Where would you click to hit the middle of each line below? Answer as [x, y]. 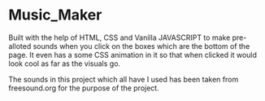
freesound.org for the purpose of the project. [84, 88]
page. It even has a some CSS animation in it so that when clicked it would [133, 55]
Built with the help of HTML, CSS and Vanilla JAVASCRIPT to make [119, 37]
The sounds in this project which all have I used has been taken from [124, 79]
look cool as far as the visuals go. [64, 64]
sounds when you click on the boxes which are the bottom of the [141, 46]
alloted [20, 46]
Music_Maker [55, 15]
